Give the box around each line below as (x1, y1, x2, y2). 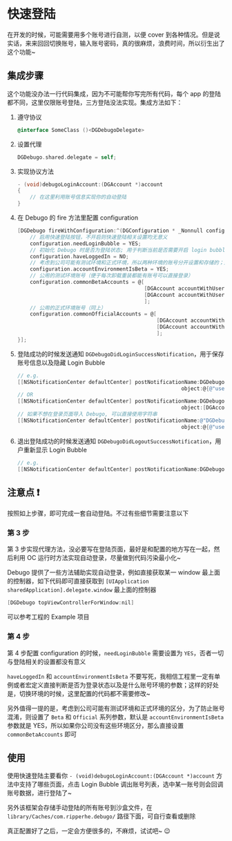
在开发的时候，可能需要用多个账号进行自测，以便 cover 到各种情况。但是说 (7, 30, 221, 39)
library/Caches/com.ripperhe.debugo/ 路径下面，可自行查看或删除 (7, 812, 196, 820)
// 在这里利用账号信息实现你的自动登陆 (30, 194, 127, 201)
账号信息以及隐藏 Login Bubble (17, 358, 106, 367)
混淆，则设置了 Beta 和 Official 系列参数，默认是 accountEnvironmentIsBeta (7, 713, 224, 721)
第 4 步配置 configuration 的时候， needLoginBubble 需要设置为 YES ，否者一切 (7, 648, 224, 657)
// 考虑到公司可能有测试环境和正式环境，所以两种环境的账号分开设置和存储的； (30, 260, 224, 267)
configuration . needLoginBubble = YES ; (30, 240, 142, 247)
